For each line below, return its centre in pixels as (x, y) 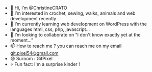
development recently (33, 19)
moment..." (22, 40)
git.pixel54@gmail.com (34, 53)
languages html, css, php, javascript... (50, 29)
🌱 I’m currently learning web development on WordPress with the (78, 24)
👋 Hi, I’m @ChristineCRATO (39, 8)
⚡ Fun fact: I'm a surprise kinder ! (45, 64)
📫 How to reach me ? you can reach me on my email (66, 46)
